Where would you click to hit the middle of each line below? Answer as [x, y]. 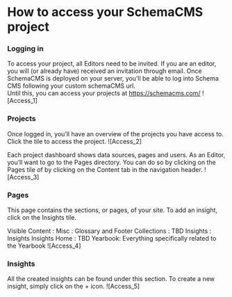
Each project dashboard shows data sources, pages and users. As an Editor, [116, 154]
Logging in [25, 49]
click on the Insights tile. [42, 218]
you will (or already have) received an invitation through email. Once [105, 71]
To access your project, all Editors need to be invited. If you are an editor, [112, 64]
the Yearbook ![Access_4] [44, 246]
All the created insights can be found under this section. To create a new [111, 279]
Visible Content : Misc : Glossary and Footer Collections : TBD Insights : [109, 231]
